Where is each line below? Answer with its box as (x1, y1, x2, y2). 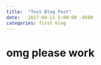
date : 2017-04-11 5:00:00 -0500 (6, 14, 94, 20)
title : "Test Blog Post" (6, 8, 71, 15)
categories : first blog (6, 20, 67, 26)
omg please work (6, 46, 95, 60)
